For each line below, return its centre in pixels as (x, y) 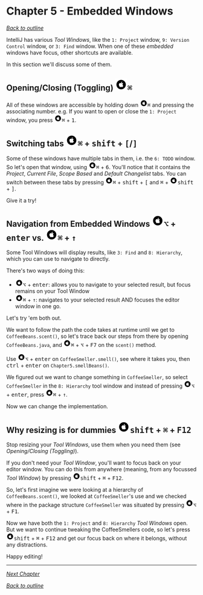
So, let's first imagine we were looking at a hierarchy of (75, 490)
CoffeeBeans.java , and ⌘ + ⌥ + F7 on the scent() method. (82, 345)
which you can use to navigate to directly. (58, 259)
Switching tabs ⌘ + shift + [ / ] (72, 144)
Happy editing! (24, 557)
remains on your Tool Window (52, 291)
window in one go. (38, 306)
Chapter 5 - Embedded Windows (90, 11)
